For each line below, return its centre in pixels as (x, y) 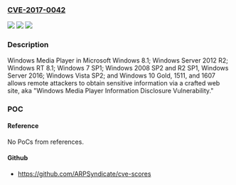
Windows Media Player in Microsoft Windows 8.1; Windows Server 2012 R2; (118, 60)
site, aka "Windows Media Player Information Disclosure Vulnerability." (111, 90)
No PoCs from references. (45, 142)
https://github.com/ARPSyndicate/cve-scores (84, 174)
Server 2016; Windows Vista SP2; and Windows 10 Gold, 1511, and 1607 (111, 75)
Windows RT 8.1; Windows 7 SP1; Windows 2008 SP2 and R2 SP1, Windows (118, 68)
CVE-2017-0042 (37, 10)
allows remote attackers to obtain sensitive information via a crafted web (114, 83)
